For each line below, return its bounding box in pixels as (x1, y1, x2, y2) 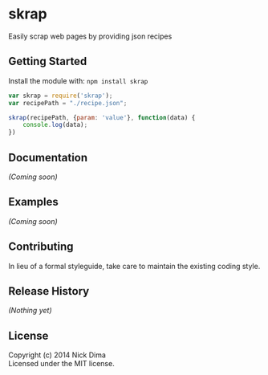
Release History (8, 284, 90, 298)
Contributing (8, 240, 74, 254)
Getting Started (8, 55, 87, 68)
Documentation (8, 150, 88, 165)
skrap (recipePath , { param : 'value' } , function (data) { (8, 113, 196, 121)
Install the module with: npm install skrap (8, 75, 148, 85)
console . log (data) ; (22, 121, 88, 129)
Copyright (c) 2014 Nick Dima (8, 350, 107, 360)
